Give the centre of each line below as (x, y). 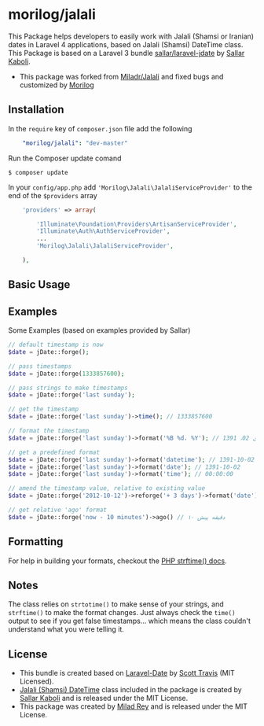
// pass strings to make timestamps (68, 388)
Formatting (36, 542)
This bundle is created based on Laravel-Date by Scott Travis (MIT (127, 673)
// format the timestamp (49, 431)
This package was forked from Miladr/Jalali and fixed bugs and (121, 76)
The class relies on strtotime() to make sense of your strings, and (116, 604)
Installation (36, 110)
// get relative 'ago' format (58, 510)
